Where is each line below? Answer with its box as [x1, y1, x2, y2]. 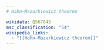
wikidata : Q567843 [6, 19, 51, 25]
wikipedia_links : [6, 30, 49, 35]
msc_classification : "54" [6, 24, 69, 30]
